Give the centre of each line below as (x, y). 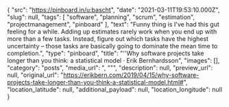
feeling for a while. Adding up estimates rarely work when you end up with (112, 31)
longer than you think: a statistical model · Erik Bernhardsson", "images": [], (113, 60)
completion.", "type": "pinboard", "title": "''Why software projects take (106, 53)
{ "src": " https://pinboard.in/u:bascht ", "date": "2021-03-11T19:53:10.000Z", (113, 10)
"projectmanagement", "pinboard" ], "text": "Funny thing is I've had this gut (113, 24)
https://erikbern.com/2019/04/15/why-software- (131, 75)
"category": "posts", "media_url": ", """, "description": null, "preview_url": (110, 68)
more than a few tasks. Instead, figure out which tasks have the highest (108, 39)
